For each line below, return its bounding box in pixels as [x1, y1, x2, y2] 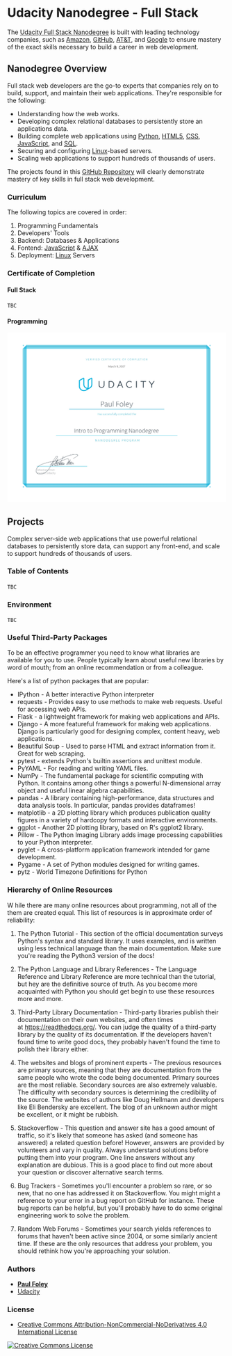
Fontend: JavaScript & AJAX [17, 244, 99, 252]
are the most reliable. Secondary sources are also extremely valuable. [17, 1080, 217, 1089]
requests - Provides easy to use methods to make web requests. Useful [17, 698, 222, 706]
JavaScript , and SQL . [17, 139, 78, 147]
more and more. [17, 994, 64, 1003]
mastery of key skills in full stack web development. [7, 175, 155, 183]
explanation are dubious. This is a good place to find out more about [17, 1160, 213, 1169]
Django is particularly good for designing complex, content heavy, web [17, 727, 220, 735]
